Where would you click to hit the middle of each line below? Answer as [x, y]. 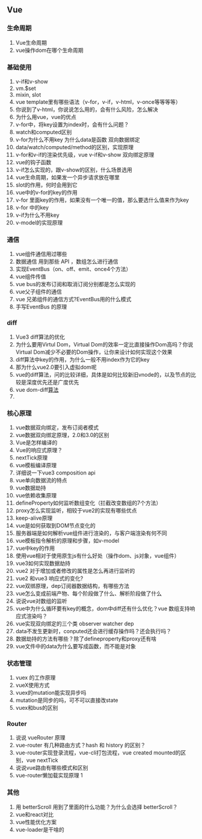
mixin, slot [28, 94]
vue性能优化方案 [36, 822]
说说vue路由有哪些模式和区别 [52, 768]
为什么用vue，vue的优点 [46, 116]
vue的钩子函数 [33, 162]
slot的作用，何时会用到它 [46, 185]
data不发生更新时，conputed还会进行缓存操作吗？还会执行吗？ [93, 631]
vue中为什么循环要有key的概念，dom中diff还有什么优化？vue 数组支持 [103, 608]
